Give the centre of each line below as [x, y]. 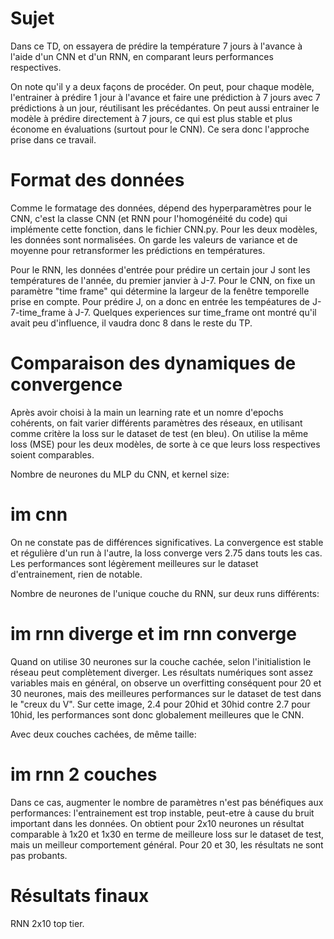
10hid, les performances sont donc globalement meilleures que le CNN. [157, 714]
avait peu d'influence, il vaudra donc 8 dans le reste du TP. [131, 323]
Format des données [97, 180]
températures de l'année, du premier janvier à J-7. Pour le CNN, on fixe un [163, 280]
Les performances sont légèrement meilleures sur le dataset [134, 563]
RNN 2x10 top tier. [47, 923]
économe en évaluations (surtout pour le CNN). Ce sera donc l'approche [160, 129]
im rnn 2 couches [84, 774]
